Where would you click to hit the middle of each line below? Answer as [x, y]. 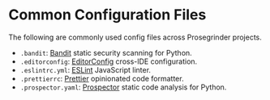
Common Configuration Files [107, 15]
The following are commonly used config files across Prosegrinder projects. [135, 37]
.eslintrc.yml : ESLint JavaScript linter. [86, 69]
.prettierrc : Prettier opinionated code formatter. [102, 78]
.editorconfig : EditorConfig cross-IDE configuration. [109, 61]
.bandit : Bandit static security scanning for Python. [106, 52]
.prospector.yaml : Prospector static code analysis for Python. [123, 87]
